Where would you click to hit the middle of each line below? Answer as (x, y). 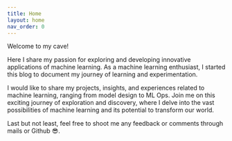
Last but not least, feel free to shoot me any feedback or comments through (115, 124)
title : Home (24, 14)
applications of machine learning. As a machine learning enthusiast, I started (116, 67)
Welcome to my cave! (38, 47)
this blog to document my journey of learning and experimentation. (102, 74)
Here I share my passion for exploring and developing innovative (99, 60)
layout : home (26, 20)
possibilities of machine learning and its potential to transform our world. (111, 110)
